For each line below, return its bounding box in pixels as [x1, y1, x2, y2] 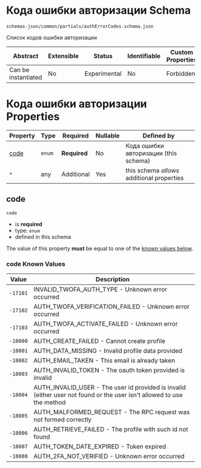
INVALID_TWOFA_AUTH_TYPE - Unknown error [33, 285, 167, 293]
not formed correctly [33, 415, 92, 424]
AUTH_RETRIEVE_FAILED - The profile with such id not [33, 425, 188, 433]
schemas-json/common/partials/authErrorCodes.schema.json [6, 23, 154, 29]
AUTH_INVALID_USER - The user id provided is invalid [33, 383, 187, 391]
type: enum [14, 227, 40, 234]
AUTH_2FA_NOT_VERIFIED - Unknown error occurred [33, 452, 185, 460]
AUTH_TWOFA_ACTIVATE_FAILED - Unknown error [33, 320, 178, 328]
